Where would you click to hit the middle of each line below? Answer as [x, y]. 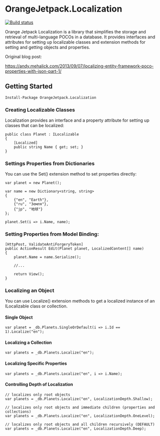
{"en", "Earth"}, [31, 200]
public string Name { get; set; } [48, 147]
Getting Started [29, 87]
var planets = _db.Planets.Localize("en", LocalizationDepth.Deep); [76, 428]
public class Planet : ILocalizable [42, 134]
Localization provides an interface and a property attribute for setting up [77, 120]
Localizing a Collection [29, 342]
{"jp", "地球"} [28, 210]
